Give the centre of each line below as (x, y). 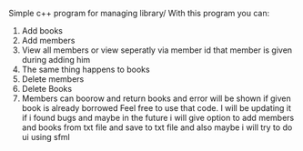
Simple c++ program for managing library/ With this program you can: (139, 13)
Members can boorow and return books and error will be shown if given (157, 98)
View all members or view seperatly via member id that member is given (157, 50)
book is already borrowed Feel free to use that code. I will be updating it (157, 108)
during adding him (56, 60)
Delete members (53, 79)
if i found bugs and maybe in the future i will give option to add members (158, 118)
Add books (42, 30)
